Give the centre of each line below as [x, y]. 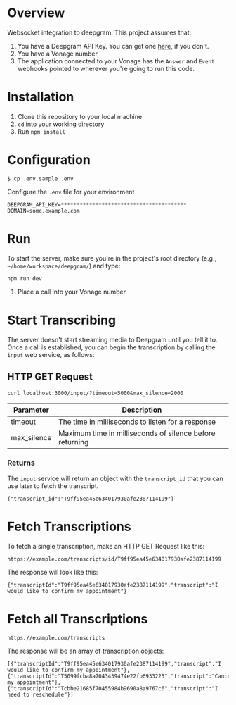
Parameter [31, 410]
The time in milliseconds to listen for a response [137, 422]
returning [74, 442]
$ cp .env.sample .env [40, 179]
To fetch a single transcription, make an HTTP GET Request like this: [106, 546]
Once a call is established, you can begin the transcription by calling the [111, 347]
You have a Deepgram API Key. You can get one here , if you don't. [113, 46]
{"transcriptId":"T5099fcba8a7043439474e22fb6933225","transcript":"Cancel [120, 676]
